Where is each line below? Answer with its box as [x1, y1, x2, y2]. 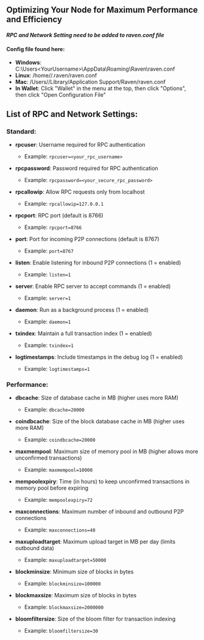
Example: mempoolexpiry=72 [24, 496, 93, 504]
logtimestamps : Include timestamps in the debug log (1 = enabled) [15, 353, 183, 360]
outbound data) [15, 544, 55, 552]
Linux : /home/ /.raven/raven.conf [15, 72, 97, 79]
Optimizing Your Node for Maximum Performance [6, 5, 198, 15]
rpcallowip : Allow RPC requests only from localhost [15, 188, 145, 195]
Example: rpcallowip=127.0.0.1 [24, 200, 104, 207]
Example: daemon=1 [24, 318, 71, 325]
